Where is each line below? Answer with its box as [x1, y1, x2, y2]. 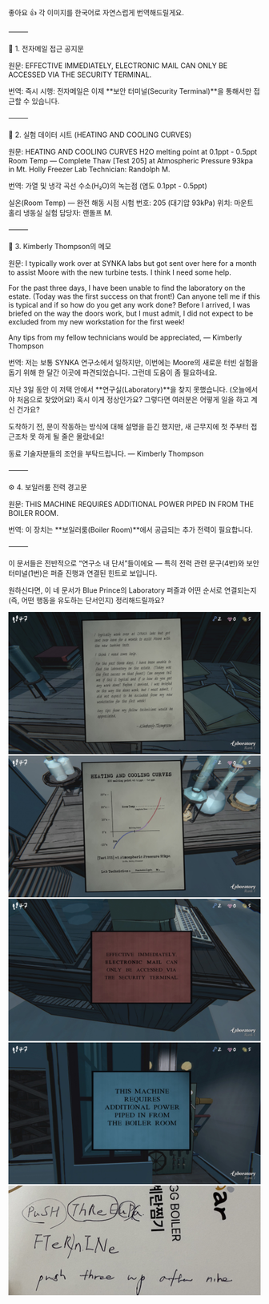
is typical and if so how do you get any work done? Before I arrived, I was [8, 300, 251, 309]
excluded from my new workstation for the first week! [8, 317, 185, 327]
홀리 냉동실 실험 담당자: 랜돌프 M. [8, 208, 113, 217]
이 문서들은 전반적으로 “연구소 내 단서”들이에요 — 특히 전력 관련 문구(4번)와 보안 [8, 558, 260, 568]
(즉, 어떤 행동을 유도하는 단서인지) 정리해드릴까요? [8, 596, 165, 605]
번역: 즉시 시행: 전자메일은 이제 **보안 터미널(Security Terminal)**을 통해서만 [8, 87, 252, 95]
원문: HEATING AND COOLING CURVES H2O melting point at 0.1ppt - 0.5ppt [8, 147, 258, 156]
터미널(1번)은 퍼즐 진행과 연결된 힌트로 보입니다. [8, 569, 158, 578]
